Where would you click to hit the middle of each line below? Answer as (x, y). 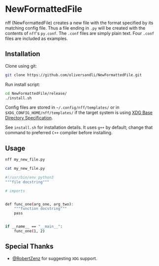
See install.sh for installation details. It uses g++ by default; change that (79, 127)
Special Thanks (29, 247)
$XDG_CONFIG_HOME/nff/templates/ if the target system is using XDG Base (79, 113)
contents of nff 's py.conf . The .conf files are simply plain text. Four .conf (79, 33)
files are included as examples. (36, 38)
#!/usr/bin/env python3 (30, 177)
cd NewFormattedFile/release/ (36, 93)
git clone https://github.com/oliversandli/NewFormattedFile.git (73, 75)
